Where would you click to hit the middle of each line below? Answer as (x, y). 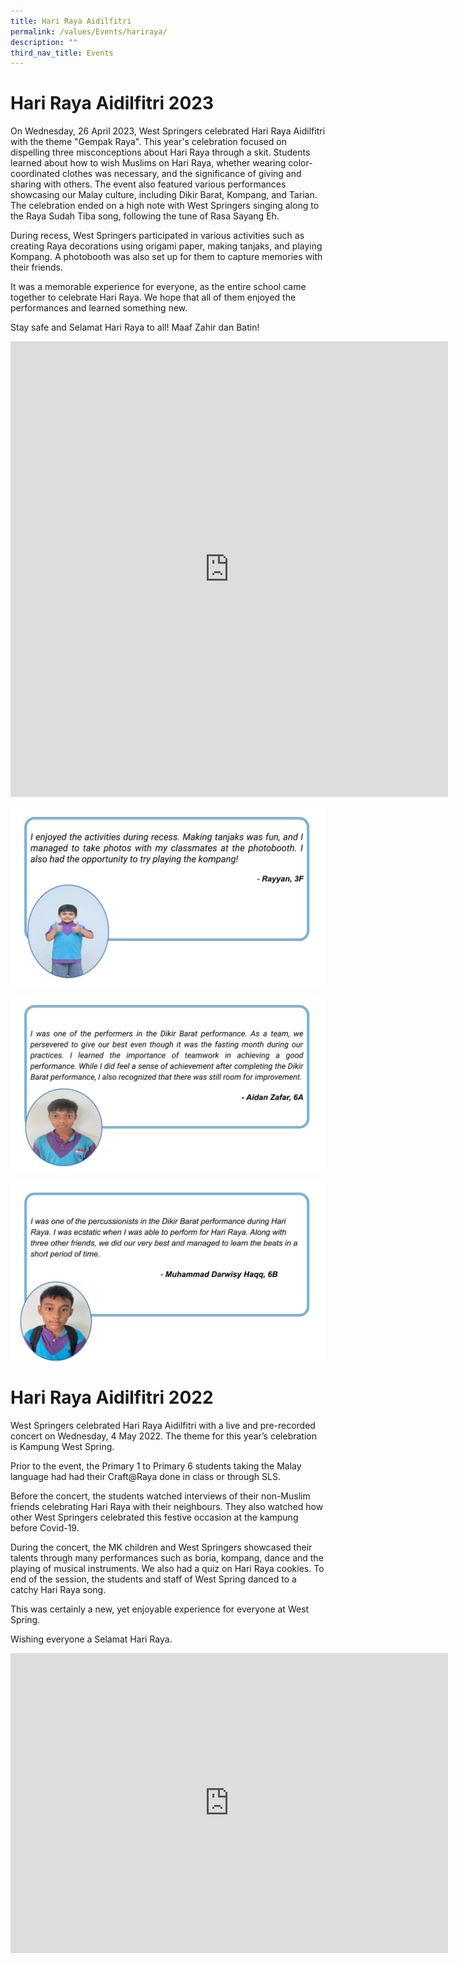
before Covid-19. (45, 1527)
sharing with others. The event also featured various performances (148, 184)
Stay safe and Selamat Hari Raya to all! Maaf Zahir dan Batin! (135, 327)
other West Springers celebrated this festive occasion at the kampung (154, 1517)
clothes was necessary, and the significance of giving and (182, 174)
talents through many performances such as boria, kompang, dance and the (167, 1557)
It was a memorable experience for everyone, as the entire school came (158, 287)
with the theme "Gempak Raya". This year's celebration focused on (148, 142)
